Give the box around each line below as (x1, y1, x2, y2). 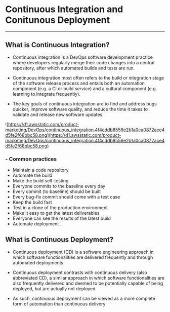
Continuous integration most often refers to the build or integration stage (12, 74, 164, 81)
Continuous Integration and (5, 4, 123, 15)
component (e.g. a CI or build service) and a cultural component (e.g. (12, 85, 157, 92)
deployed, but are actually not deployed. (12, 285, 97, 292)
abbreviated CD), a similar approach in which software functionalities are (12, 275, 164, 281)
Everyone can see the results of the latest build (12, 215, 111, 221)
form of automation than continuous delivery (12, 300, 106, 307)
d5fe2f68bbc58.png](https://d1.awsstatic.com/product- (5, 132, 121, 138)
